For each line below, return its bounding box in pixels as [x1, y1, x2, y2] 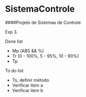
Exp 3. [5, 29, 18, 35]
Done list [5, 38, 23, 44]
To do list [5, 67, 23, 74]
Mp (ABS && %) [12, 48, 44, 54]
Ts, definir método [12, 77, 49, 83]
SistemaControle [5, 3, 75, 15]
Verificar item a [12, 82, 43, 88]
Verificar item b [12, 87, 43, 93]
